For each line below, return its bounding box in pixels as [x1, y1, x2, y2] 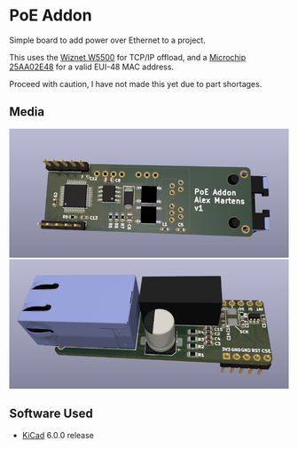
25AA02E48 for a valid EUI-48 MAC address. [9, 61, 175, 72]
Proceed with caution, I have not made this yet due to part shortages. [9, 78, 263, 89]
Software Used [9, 406, 93, 421]
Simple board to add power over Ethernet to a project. [9, 35, 206, 45]
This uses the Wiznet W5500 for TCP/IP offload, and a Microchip [9, 52, 247, 62]
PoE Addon [9, 5, 92, 26]
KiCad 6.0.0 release [21, 429, 95, 440]
